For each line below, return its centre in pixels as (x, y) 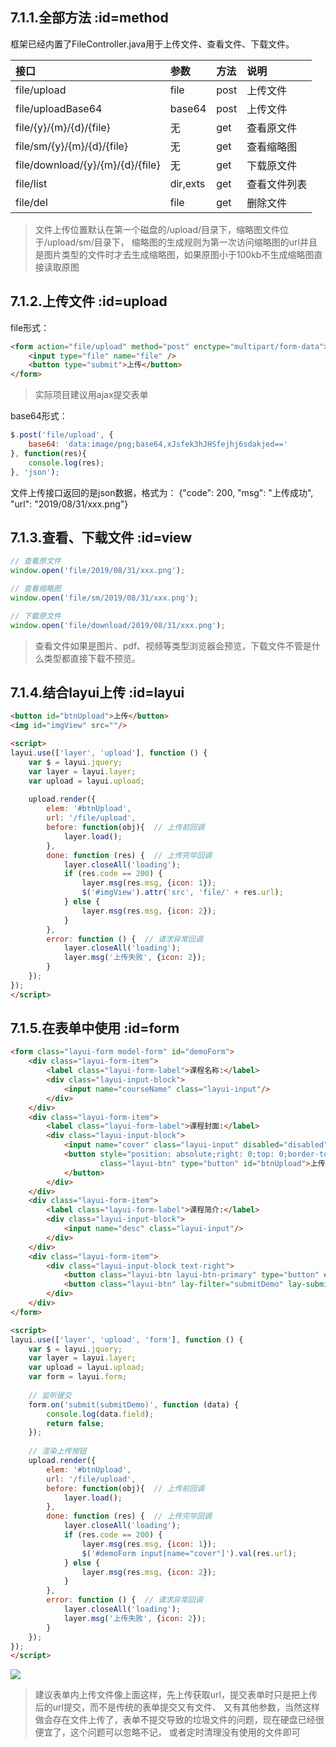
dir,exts (187, 183)
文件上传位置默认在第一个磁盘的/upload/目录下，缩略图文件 (157, 229)
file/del (31, 202)
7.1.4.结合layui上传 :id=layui (97, 692)
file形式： (30, 327)
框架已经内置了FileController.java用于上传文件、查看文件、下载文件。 (152, 44)
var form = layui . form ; (78, 1377)
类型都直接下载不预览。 (92, 658)
